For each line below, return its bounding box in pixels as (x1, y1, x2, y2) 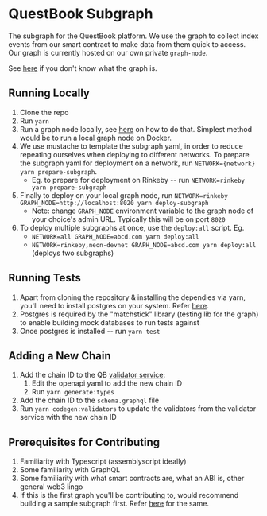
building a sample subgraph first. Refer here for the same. (19, 499, 209, 509)
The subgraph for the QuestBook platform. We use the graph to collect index (8, 31, 259, 41)
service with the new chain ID (19, 413, 117, 422)
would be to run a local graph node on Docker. (19, 133, 172, 142)
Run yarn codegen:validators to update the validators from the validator (19, 404, 257, 413)
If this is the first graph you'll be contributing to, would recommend (19, 491, 239, 500)
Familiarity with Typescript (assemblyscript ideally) (19, 456, 187, 466)
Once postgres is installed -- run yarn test (19, 326, 161, 336)
